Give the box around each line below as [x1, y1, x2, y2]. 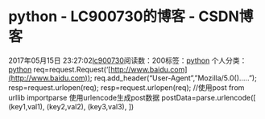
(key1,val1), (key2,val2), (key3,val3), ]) [8, 101, 135, 111]
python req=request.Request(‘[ [8, 64, 111, 74]
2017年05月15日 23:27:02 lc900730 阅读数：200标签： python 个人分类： [8, 55, 247, 65]
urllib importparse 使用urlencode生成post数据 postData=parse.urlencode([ [8, 92, 256, 102]
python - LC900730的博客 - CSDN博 [8, 7, 254, 26]
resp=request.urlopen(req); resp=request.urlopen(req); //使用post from [8, 82, 245, 92]
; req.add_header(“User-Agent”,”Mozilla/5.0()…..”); [89, 73, 258, 83]
